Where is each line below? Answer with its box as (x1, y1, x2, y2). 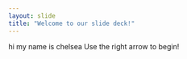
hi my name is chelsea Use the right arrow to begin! (8, 41, 180, 51)
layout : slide (8, 11, 56, 20)
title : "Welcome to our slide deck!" (8, 19, 135, 27)
